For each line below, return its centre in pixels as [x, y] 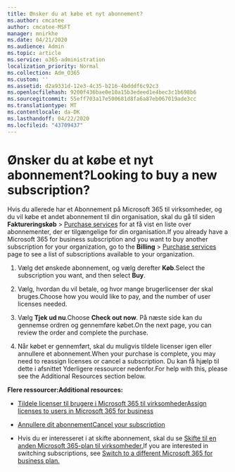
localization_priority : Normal [53, 66]
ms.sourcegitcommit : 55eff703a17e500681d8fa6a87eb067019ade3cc [102, 99]
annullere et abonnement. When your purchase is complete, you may [116, 354]
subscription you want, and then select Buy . [81, 275]
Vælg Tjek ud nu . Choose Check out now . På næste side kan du [110, 318]
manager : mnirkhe [33, 33]
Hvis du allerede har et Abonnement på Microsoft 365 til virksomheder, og [115, 209]
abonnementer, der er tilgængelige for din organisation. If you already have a [118, 232]
